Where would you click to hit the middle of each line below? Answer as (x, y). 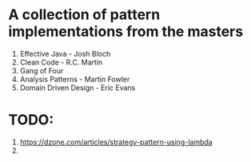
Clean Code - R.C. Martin (61, 62)
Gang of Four (42, 70)
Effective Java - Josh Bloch (65, 53)
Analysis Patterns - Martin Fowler (75, 79)
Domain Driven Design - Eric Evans (78, 87)
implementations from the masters (126, 32)
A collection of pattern (84, 15)
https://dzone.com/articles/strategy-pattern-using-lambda (116, 142)
